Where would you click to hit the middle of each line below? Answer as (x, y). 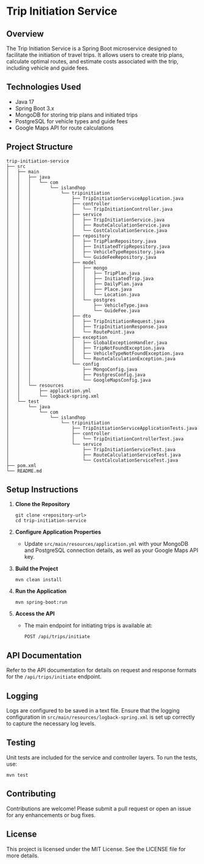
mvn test (17, 775)
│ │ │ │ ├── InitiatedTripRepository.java (88, 246)
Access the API (35, 614)
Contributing (31, 794)
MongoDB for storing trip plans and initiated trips (76, 115)
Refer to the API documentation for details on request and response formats (101, 670)
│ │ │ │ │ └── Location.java (73, 294)
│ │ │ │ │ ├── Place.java (69, 289)
